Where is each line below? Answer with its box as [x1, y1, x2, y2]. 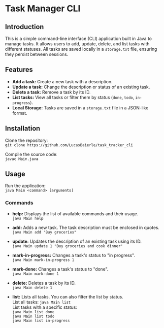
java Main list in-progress [12, 318, 70, 323]
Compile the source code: [5, 151, 58, 157]
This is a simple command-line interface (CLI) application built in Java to [5, 35, 152, 41]
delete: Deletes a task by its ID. [12, 280, 76, 286]
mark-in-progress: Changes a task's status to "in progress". [12, 252, 135, 258]
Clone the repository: [5, 137, 48, 143]
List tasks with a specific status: [12, 304, 77, 310]
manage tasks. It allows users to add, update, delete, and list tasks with [5, 41, 150, 47]
